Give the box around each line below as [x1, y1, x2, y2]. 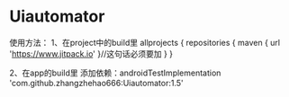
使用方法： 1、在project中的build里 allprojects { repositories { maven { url [9, 37, 281, 48]
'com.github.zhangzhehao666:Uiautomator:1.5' [9, 77, 184, 88]
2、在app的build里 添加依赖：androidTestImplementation [9, 67, 221, 78]
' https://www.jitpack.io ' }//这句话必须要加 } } [9, 48, 174, 59]
